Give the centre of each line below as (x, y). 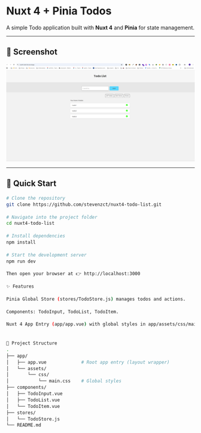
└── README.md (24, 425)
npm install (21, 243)
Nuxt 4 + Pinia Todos (59, 11)
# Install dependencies (36, 236)
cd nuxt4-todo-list (31, 223)
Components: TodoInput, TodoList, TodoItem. (63, 312)
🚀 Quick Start (31, 184)
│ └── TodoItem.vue (33, 406)
